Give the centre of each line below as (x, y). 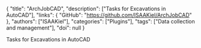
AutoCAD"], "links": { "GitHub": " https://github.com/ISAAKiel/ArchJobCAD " (99, 15)
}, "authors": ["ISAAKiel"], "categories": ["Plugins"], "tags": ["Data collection (100, 21)
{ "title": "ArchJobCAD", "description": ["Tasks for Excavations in (86, 9)
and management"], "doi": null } (46, 28)
